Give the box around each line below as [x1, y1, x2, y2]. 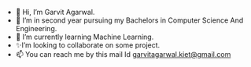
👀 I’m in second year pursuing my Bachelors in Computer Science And [15, 16, 244, 25]
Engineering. [15, 24, 57, 33]
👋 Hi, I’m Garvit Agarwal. [15, 8, 95, 16]
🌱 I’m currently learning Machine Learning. [15, 32, 154, 41]
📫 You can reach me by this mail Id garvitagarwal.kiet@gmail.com [15, 50, 231, 58]
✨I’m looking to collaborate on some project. [15, 41, 161, 50]
